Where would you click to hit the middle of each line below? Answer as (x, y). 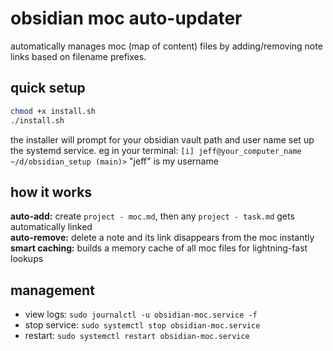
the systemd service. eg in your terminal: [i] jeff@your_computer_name (156, 150)
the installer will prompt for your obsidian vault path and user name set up (162, 139)
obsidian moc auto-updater (126, 18)
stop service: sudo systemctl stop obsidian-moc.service (142, 325)
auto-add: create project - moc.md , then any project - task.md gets (152, 216)
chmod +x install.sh (53, 111)
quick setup (48, 88)
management (52, 290)
